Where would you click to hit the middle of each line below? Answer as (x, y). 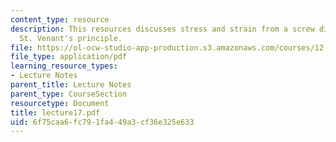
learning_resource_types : (64, 66)
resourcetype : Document (60, 103)
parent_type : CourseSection (69, 94)
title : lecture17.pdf (55, 112)
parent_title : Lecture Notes (71, 85)
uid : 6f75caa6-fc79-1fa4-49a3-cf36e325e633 (102, 122)
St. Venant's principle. (71, 38)
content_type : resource (60, 19)
